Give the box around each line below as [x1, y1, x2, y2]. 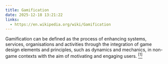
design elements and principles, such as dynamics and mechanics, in [5, 47, 152, 53]
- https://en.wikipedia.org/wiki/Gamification [10, 22, 111, 27]
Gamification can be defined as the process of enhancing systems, [5, 36, 147, 42]
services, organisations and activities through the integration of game [5, 41, 152, 48]
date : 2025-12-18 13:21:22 [5, 12, 63, 17]
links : [5, 17, 19, 22]
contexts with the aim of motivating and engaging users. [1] [18, 52, 143, 59]
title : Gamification [5, 7, 50, 13]
